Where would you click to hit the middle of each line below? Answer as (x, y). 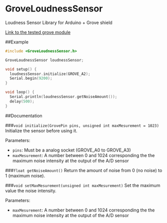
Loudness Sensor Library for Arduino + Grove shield (59, 22)
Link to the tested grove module (38, 32)
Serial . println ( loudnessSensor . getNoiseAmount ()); (63, 97)
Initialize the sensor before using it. (41, 130)
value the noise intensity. (31, 190)
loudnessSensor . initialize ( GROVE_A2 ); (50, 74)
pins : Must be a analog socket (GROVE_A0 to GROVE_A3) (71, 150)
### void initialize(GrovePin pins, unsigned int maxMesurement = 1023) (82, 125)
